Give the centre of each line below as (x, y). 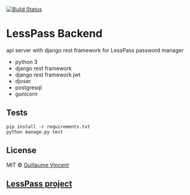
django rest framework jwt (48, 75)
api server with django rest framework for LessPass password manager (95, 50)
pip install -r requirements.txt (48, 126)
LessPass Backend (54, 34)
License (21, 150)
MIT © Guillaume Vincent (38, 165)
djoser (23, 81)
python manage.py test (35, 132)
